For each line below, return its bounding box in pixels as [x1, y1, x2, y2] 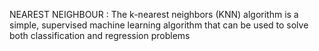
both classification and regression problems [9, 30, 191, 41]
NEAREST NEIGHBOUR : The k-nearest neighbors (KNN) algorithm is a [9, 9, 299, 20]
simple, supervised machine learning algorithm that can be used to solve [9, 19, 309, 31]
